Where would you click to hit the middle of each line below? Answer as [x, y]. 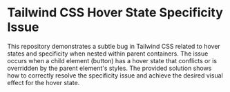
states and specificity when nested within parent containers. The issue [108, 54]
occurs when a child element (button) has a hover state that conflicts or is [112, 60]
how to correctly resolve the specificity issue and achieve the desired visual [115, 75]
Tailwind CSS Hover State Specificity [115, 13]
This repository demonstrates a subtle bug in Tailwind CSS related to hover [114, 46]
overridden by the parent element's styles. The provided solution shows [109, 68]
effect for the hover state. [44, 82]
